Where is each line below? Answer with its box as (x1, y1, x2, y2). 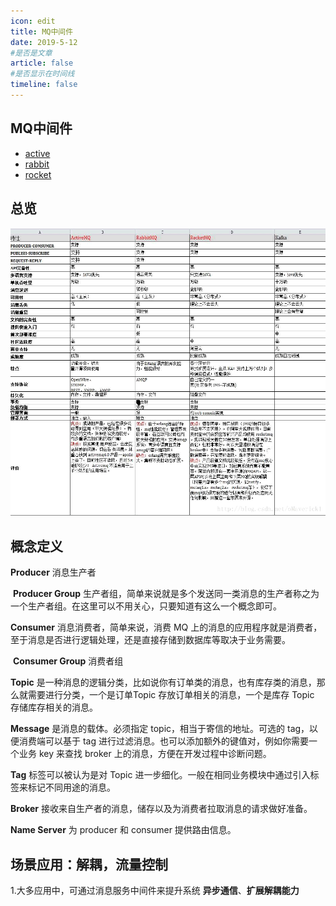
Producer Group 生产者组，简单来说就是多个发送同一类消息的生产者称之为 (12, 588, 320, 600)
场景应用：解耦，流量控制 (10, 856, 168, 873)
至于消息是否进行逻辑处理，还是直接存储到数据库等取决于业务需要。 (10, 634, 291, 646)
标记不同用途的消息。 (27, 781, 116, 794)
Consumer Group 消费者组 (12, 655, 124, 667)
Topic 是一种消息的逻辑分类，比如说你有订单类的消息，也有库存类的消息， (10, 676, 317, 689)
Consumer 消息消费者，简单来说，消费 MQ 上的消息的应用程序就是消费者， (10, 621, 323, 634)
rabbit (24, 158, 50, 170)
